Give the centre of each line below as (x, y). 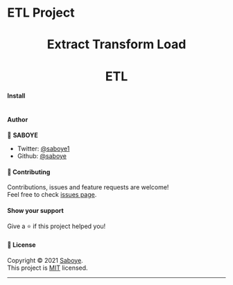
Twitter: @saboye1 (43, 148)
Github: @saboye (42, 156)
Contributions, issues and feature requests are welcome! (88, 187)
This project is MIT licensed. (48, 268)
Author (18, 120)
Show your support (35, 210)
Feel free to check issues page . (52, 195)
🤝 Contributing (29, 172)
